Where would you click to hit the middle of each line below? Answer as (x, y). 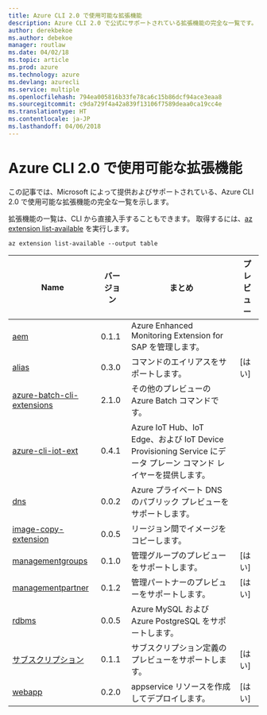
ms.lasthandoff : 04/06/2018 (55, 126)
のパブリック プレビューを (180, 501)
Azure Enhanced (162, 325)
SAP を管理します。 (167, 346)
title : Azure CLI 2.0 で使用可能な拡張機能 (75, 15)
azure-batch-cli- (45, 395)
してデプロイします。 (170, 698)
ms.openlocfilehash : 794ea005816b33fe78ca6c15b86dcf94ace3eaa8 (115, 97)
